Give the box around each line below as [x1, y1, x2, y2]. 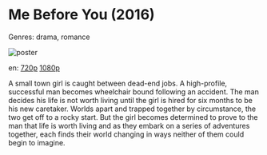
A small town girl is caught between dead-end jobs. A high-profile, [8, 78, 228, 88]
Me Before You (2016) [8, 6, 155, 24]
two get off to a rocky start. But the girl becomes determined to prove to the [8, 112, 258, 121]
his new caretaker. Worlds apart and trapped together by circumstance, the [8, 104, 257, 113]
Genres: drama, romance [8, 32, 90, 42]
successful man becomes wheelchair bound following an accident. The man [8, 86, 260, 97]
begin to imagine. [8, 137, 66, 147]
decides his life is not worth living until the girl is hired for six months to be [8, 95, 253, 105]
